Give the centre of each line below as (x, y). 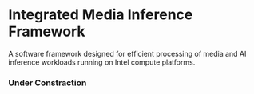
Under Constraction (48, 83)
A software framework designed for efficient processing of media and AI (127, 53)
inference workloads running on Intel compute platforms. (102, 62)
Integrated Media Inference (101, 15)
